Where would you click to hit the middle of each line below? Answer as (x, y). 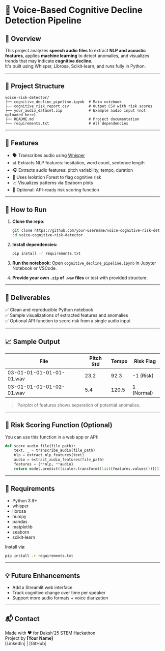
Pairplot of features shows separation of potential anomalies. (79, 405)
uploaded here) (21, 115)
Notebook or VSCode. (34, 268)
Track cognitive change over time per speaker (59, 593)
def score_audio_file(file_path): (41, 446)
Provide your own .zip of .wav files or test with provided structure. (80, 278)
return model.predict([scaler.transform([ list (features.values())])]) (88, 469)
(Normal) (143, 393)
